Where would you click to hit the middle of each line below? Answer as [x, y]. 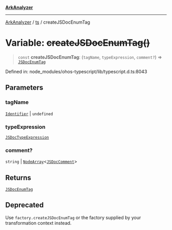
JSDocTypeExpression [27, 137]
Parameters [24, 88]
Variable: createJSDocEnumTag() [78, 43]
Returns [18, 177]
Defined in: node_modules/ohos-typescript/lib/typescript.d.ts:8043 [76, 71]
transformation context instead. [38, 223]
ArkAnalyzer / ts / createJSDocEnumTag [48, 22]
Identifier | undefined [29, 113]
